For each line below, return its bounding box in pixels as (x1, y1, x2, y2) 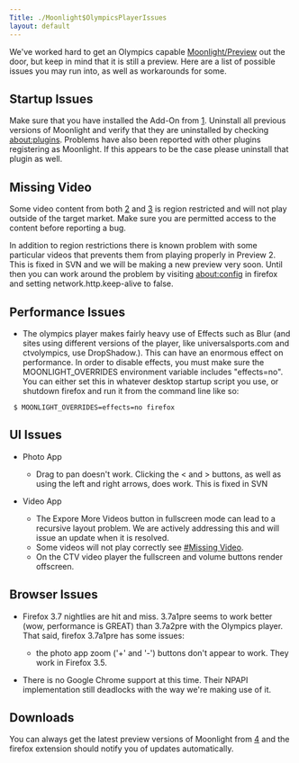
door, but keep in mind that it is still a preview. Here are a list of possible (9, 56, 276, 67)
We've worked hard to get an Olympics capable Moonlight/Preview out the (9, 46, 285, 57)
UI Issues (9, 427, 63, 443)
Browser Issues (9, 587, 98, 603)
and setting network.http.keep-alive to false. (9, 278, 174, 289)
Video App (22, 496, 62, 507)
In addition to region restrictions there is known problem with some (9, 240, 258, 251)
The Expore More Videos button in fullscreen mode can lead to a (35, 513, 276, 524)
